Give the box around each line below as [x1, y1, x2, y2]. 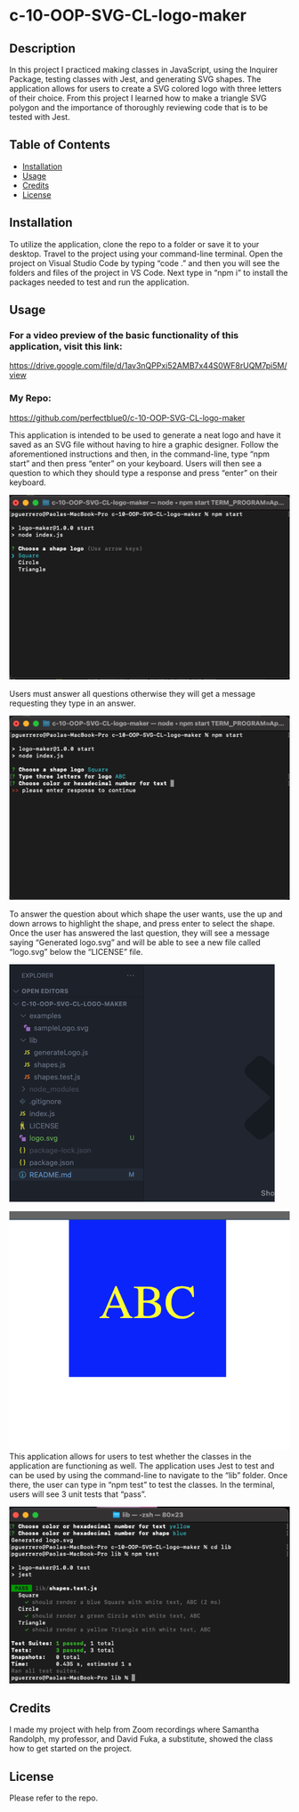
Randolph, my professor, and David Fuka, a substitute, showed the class [9, 1734, 273, 1744]
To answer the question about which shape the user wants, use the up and [9, 909, 283, 919]
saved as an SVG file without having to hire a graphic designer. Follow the [9, 439, 279, 449]
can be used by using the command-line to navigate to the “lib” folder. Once [9, 1469, 288, 1480]
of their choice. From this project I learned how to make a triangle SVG [9, 93, 267, 103]
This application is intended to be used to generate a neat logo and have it [9, 429, 282, 441]
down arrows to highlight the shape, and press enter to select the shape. [9, 918, 276, 928]
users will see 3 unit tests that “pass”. [9, 1488, 147, 1500]
